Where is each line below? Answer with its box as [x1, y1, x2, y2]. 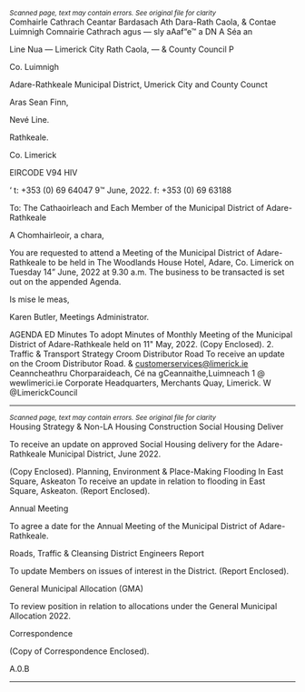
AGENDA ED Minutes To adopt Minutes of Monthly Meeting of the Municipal [9, 329, 293, 340]
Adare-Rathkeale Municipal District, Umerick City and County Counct [9, 79, 268, 90]
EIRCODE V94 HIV [9, 167, 78, 177]
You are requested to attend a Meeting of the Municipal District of [9, 247, 255, 258]
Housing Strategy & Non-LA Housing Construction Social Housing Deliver [9, 421, 284, 432]
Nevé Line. [9, 115, 50, 125]
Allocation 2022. [9, 610, 71, 621]
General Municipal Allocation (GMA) [9, 583, 143, 594]
